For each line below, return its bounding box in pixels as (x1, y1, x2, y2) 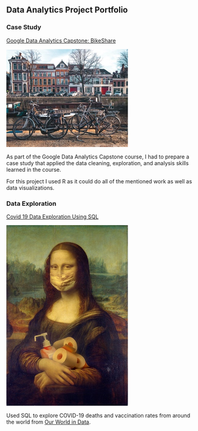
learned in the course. (6, 166, 62, 173)
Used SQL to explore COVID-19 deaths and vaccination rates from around (6, 412, 191, 419)
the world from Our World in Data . (6, 418, 91, 426)
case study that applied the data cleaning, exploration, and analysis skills (6, 159, 189, 166)
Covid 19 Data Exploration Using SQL (6, 212, 99, 220)
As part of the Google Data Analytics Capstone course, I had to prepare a (6, 153, 189, 160)
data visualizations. (6, 184, 55, 191)
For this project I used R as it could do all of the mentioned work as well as (6, 177, 193, 185)
